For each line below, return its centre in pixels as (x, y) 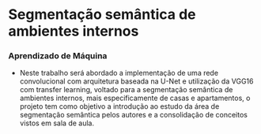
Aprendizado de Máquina (58, 56)
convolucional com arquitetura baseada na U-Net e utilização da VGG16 (136, 81)
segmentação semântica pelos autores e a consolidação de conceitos (133, 115)
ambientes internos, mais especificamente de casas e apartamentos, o (135, 98)
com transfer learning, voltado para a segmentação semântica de (126, 90)
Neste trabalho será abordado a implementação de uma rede (119, 73)
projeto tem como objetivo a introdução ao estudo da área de (119, 106)
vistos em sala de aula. (57, 123)
